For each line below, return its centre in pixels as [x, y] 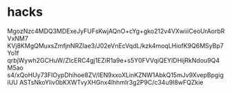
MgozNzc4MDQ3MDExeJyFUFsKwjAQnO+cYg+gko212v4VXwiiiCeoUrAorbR [116, 31]
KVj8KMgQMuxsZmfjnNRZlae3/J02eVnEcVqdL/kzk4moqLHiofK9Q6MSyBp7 [116, 45]
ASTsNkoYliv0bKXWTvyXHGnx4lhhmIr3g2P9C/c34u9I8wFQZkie [112, 82]
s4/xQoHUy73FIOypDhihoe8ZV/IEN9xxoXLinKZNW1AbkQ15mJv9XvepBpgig [116, 75]
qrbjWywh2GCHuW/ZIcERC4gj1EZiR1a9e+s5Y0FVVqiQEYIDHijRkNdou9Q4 [114, 60]
